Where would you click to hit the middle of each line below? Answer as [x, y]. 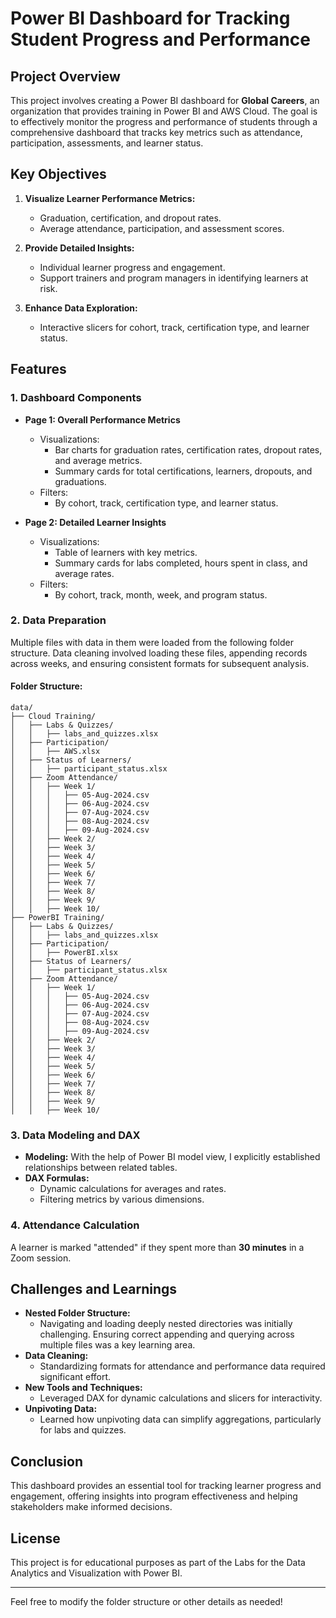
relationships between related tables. [101, 1168]
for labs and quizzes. [83, 1430]
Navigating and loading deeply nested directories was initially [166, 1324]
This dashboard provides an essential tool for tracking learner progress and [166, 1486]
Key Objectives [58, 174]
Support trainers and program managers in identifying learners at [174, 278]
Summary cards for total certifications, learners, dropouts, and [183, 471]
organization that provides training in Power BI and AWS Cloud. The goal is [164, 111]
